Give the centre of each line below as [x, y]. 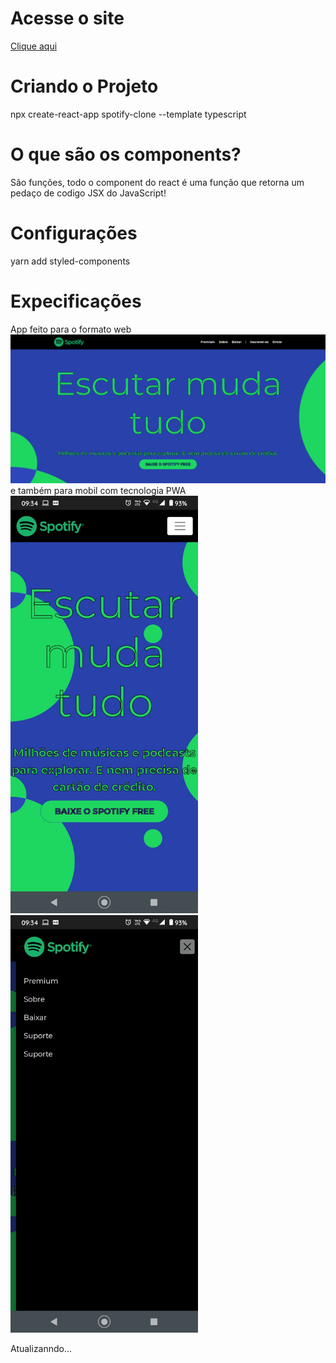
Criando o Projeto [84, 86]
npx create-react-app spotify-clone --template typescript [128, 114]
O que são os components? [126, 154]
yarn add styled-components [70, 261]
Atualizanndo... [41, 1348]
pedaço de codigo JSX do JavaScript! [88, 193]
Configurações [74, 233]
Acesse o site [67, 18]
